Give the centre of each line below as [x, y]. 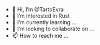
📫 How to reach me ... [40, 36]
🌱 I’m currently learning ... [44, 22]
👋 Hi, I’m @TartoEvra [38, 9]
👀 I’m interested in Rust [41, 16]
